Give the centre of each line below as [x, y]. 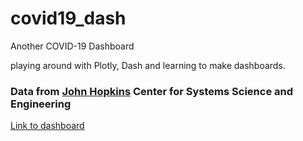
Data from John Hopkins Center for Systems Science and [152, 91]
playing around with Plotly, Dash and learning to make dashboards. [148, 65]
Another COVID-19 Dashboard [72, 46]
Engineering [41, 104]
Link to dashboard [47, 126]
